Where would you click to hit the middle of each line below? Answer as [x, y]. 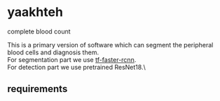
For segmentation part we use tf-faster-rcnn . [72, 59]
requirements [37, 89]
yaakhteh [35, 12]
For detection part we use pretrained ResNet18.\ [76, 67]
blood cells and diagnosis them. [53, 52]
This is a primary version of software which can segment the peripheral [110, 45]
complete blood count [39, 31]
